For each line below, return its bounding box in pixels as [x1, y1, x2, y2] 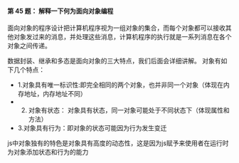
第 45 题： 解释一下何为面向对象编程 [7, 6, 114, 15]
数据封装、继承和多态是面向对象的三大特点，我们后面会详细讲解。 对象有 [7, 57, 221, 65]
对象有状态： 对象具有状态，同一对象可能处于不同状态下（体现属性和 [28, 106, 230, 115]
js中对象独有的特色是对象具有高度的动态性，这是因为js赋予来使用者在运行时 [7, 139, 229, 147]
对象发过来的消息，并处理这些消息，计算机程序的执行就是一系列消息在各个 [13, 33, 232, 41]
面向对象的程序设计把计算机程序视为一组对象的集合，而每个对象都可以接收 [7, 23, 225, 32]
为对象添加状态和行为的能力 [7, 148, 89, 157]
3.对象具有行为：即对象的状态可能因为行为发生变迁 [17, 124, 167, 132]
